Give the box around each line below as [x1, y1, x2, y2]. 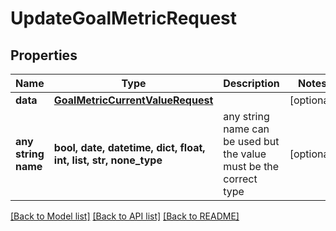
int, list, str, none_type [53, 153, 163, 167]
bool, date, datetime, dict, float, [53, 141, 206, 154]
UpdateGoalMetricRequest [10, 7, 238, 30]
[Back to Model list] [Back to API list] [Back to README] [10, 210, 240, 222]
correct [223, 172, 258, 186]
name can [223, 122, 270, 136]
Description [223, 77, 280, 90]
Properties [10, 47, 78, 64]
